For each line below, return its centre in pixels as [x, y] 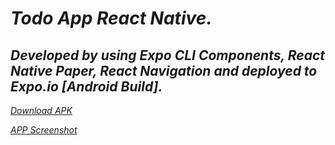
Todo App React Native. [111, 18]
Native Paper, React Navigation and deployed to [164, 70]
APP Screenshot [44, 130]
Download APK [41, 110]
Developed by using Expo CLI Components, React [168, 55]
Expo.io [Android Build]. [86, 86]
